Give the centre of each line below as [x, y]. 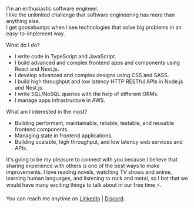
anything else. [23, 21]
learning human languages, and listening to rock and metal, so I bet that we [97, 178]
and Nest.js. [29, 88]
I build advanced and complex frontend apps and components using [97, 62]
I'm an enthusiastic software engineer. [52, 9]
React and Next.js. [37, 69]
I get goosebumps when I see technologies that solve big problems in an [94, 27]
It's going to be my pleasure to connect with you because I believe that [92, 159]
